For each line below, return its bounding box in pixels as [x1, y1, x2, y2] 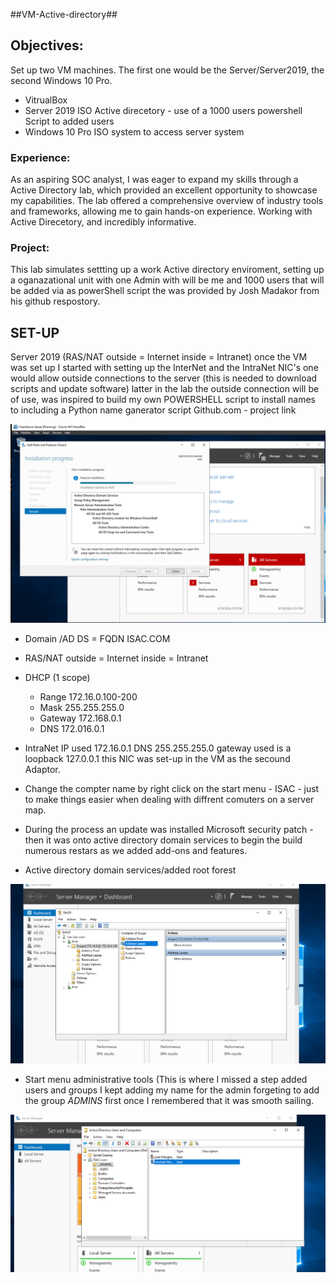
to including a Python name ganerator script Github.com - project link [10, 404, 297, 416]
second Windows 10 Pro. [10, 74, 113, 86]
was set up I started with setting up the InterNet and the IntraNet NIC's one [10, 362, 319, 374]
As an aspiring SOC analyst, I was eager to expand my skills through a [10, 174, 299, 186]
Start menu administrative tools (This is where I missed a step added [24, 1074, 308, 1086]
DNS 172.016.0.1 [39, 723, 105, 735]
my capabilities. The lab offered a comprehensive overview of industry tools [10, 195, 324, 207]
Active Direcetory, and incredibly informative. [10, 216, 197, 228]
